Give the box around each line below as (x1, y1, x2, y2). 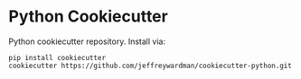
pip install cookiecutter (8, 53, 106, 62)
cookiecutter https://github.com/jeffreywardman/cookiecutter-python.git (8, 61, 293, 70)
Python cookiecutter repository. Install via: (8, 36, 166, 47)
